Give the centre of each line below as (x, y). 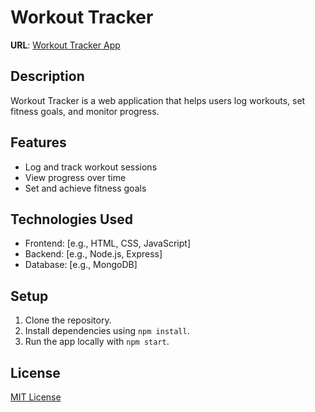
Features (38, 142)
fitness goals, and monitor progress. (85, 111)
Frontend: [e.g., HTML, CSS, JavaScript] (107, 243)
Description (47, 76)
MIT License (36, 397)
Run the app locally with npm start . (97, 342)
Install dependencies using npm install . (107, 331)
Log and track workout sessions (91, 167)
